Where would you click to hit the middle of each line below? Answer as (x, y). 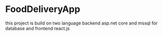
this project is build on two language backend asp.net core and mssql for (81, 23)
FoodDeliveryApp (43, 9)
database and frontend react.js (38, 28)
